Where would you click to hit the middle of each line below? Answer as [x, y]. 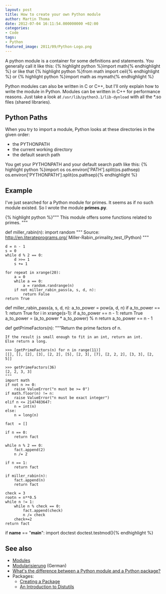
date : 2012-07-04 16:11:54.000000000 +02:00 [52, 24]
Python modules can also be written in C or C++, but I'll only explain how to [82, 86]
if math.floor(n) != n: [30, 394]
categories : [17, 28]
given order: [18, 135]
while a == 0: [28, 281]
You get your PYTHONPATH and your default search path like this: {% [76, 165]
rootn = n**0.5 [21, 498]
